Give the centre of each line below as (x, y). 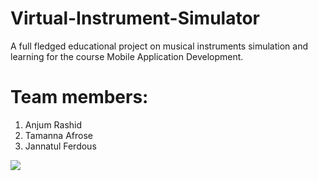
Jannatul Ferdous (60, 146)
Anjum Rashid (53, 124)
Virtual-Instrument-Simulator (135, 18)
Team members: (79, 97)
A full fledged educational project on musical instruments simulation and (159, 46)
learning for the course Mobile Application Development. (127, 56)
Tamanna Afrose (58, 135)
